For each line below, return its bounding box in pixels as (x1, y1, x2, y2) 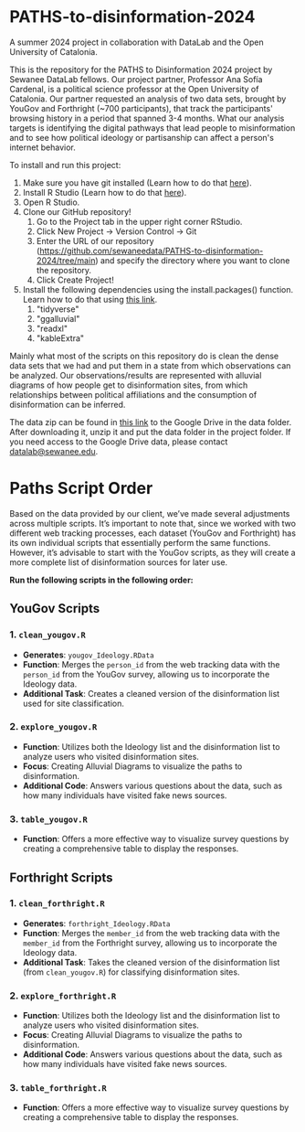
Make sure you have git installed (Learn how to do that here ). (22, 176, 253, 188)
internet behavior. (9, 142, 76, 153)
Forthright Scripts (9, 870, 113, 885)
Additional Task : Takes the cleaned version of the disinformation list (22, 956, 280, 967)
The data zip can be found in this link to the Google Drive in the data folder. (9, 416, 292, 427)
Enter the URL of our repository (36, 235, 154, 246)
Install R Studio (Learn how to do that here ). (22, 187, 187, 198)
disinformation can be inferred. (9, 399, 126, 410)
